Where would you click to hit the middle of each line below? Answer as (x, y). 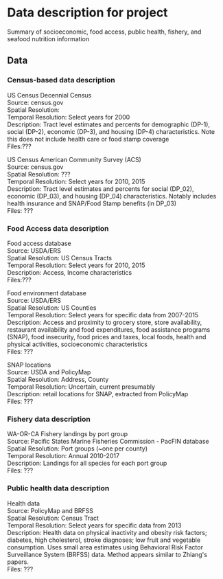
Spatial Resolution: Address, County (58, 379)
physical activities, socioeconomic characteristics (77, 344)
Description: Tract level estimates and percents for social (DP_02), (101, 189)
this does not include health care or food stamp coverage (88, 139)
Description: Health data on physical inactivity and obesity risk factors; (107, 532)
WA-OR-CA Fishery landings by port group (68, 434)
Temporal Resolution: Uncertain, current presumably (81, 387)
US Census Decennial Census (49, 95)
